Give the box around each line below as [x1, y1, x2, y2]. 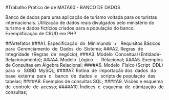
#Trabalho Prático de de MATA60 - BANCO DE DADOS [5, 5, 120, 10]
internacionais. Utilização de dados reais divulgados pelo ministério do [5, 20, 155, 26]
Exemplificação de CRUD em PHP [5, 31, 77, 36]
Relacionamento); [5, 57, 43, 63]
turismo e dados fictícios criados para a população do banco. [5, 25, 135, 31]
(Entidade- [139, 51, 161, 57]
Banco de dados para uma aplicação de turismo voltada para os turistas [5, 14, 157, 20]
